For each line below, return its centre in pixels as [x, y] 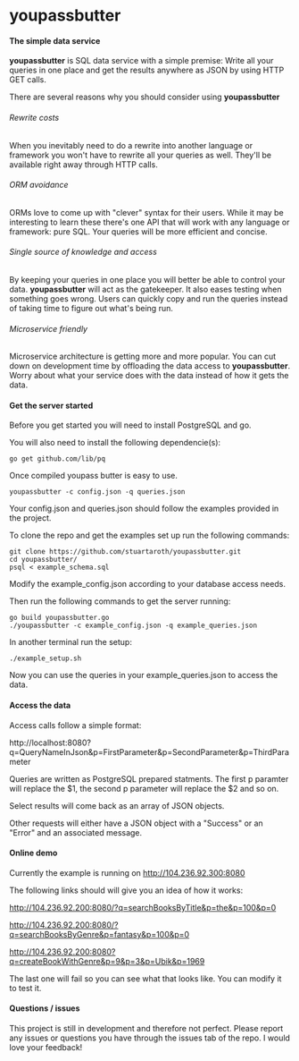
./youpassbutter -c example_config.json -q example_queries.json [133, 626]
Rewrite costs [34, 117]
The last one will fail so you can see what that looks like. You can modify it [145, 978]
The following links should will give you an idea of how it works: [126, 890]
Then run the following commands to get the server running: [120, 601]
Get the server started [51, 405]
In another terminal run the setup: [71, 642]
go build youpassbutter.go [59, 618]
